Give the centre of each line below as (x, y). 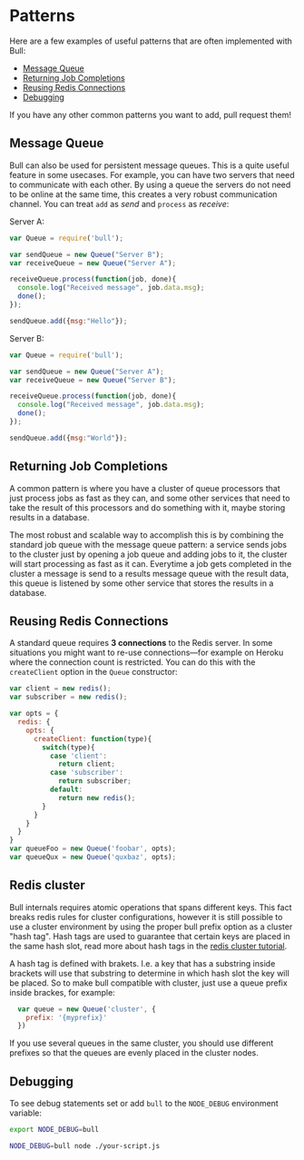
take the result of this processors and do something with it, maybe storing (147, 507)
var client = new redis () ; (60, 689)
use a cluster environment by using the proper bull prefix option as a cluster (151, 927)
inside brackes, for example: (62, 992)
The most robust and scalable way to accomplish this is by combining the (147, 535)
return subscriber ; (94, 781)
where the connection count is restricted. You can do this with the (132, 662)
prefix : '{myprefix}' (66, 1017)
